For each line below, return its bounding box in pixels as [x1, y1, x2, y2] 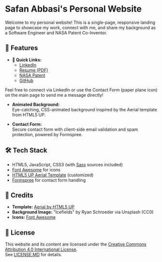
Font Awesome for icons [12, 167, 60, 173]
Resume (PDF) [19, 67, 48, 73]
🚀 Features [5, 44, 38, 52]
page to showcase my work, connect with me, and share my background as [5, 24, 156, 30]
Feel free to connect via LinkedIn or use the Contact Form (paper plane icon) [5, 87, 158, 93]
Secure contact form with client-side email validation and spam [12, 126, 138, 132]
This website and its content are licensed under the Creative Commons [5, 242, 147, 247]
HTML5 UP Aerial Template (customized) [12, 172, 94, 178]
